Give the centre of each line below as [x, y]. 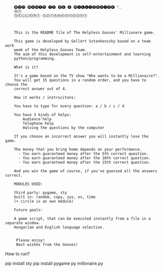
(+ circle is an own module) [44, 201]
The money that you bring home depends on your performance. [78, 149]
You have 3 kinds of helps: [43, 115]
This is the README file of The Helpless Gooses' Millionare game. [84, 33]
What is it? [26, 67]
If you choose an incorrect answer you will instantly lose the [81, 136]
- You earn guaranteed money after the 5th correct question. [83, 154]
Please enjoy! [31, 240]
